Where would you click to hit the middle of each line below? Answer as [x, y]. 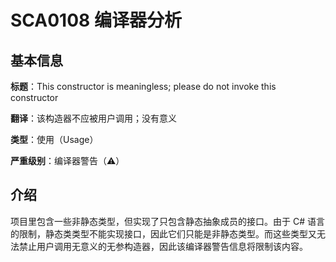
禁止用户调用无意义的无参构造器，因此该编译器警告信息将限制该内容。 [163, 246]
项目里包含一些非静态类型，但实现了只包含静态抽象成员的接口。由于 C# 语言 [167, 221]
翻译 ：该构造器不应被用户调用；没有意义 [93, 118]
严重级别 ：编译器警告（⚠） [67, 160]
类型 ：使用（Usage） [54, 139]
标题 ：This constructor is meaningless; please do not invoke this [143, 86]
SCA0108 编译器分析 [96, 20]
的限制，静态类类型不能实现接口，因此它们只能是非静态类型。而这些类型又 [163, 233]
